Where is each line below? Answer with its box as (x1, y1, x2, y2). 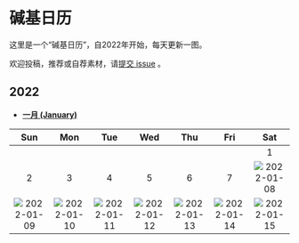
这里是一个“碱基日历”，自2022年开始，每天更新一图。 (9, 39, 207, 50)
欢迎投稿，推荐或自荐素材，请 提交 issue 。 (9, 58, 166, 69)
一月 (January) (21, 109, 77, 120)
